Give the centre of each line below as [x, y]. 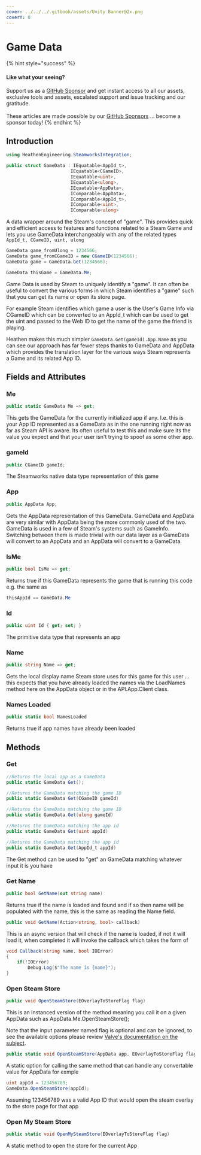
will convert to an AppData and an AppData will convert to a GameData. [94, 541]
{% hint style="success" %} [41, 63]
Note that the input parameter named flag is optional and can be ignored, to [99, 1030]
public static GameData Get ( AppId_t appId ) [61, 848]
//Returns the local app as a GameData [56, 777]
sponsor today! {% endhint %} [44, 122]
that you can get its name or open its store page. [66, 296]
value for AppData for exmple [42, 1072]
